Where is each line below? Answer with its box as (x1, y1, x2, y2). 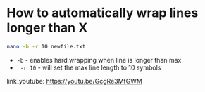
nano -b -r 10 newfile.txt (6, 43, 86, 50)
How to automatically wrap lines (6, 5, 199, 21)
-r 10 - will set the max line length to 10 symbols (20, 63, 161, 72)
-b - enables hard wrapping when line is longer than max (16, 55, 182, 64)
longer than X (6, 20, 88, 36)
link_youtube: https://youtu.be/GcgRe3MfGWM (6, 77, 142, 85)
